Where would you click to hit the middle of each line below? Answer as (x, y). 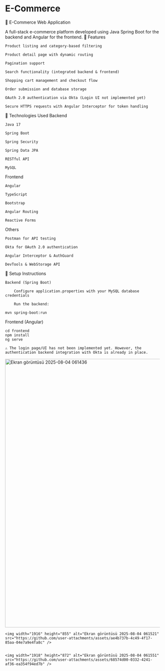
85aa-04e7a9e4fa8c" (25, 642)
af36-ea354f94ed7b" (25, 664)
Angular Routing (22, 212)
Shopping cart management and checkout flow (51, 80)
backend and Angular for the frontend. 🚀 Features (55, 37)
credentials (17, 295)
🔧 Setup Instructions (26, 273)
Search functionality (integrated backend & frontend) (62, 72)
